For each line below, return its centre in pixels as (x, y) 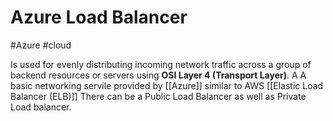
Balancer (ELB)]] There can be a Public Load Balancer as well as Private (158, 96)
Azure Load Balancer (99, 17)
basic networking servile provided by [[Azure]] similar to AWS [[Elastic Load (167, 85)
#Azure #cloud (41, 45)
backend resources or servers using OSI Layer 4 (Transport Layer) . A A (158, 75)
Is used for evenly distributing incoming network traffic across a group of (161, 64)
